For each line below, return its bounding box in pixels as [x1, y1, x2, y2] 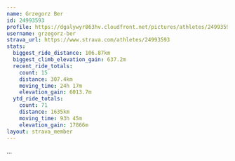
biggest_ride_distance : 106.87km [13, 50, 111, 57]
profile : [6, 23, 32, 30]
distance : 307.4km [19, 75, 73, 83]
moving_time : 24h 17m [19, 82, 82, 89]
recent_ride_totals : [13, 63, 73, 70]
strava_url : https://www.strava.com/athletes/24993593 [6, 37, 170, 44]
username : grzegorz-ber [6, 30, 76, 37]
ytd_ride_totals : [13, 96, 64, 103]
